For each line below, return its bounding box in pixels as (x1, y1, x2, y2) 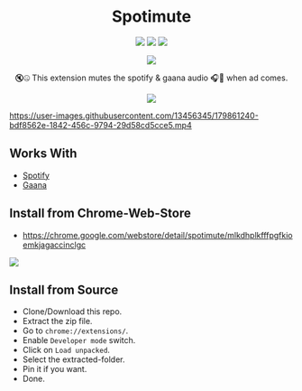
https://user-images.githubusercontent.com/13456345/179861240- (9, 110, 259, 121)
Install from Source (9, 282, 119, 297)
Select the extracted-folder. (22, 354, 125, 365)
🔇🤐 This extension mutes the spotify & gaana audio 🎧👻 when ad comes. (14, 72, 288, 83)
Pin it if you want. (22, 364, 87, 375)
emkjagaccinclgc (22, 239, 87, 250)
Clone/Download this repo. (22, 306, 123, 317)
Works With (9, 146, 78, 162)
